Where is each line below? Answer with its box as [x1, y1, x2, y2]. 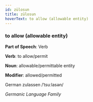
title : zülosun [5, 12, 36, 17]
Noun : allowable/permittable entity [5, 62, 75, 69]
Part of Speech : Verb [5, 44, 48, 50]
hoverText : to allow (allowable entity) [5, 16, 89, 21]
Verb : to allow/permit [5, 53, 48, 59]
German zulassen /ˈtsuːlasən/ [5, 81, 64, 87]
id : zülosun [5, 7, 29, 12]
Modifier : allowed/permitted [5, 72, 62, 78]
